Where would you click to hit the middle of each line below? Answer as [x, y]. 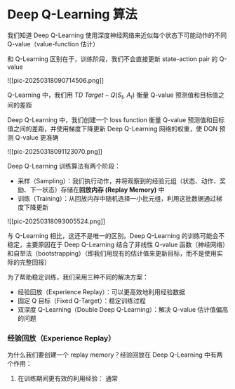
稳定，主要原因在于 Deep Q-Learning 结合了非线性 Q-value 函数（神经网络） [116, 244]
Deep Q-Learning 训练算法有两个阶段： [64, 166]
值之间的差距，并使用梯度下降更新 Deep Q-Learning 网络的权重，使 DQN [113, 128]
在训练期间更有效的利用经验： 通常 [67, 378]
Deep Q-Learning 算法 [73, 14]
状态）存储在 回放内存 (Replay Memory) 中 [103, 190]
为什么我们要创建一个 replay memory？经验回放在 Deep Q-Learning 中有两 [115, 355]
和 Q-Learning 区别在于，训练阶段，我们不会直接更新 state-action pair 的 [113, 59]
